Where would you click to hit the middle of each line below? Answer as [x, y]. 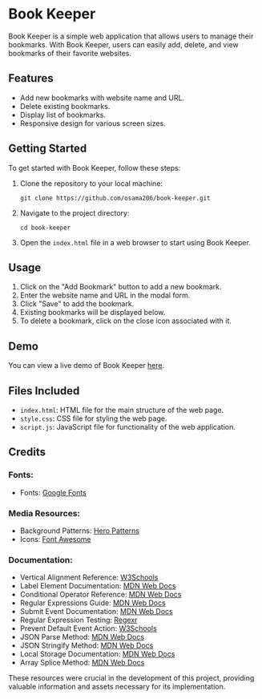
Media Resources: [44, 513]
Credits [27, 453]
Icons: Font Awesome [55, 539]
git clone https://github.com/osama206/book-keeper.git [115, 198]
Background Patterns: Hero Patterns [80, 531]
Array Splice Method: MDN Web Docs [82, 663]
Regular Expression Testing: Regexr [79, 620]
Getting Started [48, 149]
